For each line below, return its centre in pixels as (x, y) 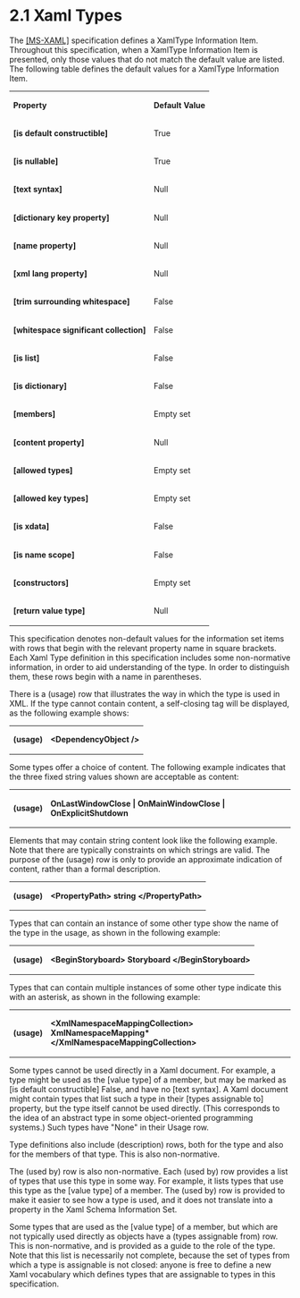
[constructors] (41, 582)
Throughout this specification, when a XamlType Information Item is (134, 49)
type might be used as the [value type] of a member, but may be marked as (148, 1080)
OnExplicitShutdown (89, 813)
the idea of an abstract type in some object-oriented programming (131, 1117)
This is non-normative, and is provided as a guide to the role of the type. (142, 1245)
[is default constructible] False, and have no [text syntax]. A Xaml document (149, 1089)
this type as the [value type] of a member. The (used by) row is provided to (147, 1190)
